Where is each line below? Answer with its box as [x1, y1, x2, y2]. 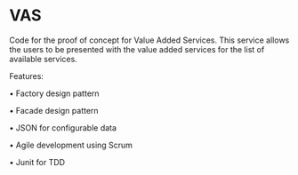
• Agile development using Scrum [9, 139, 133, 150]
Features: [9, 70, 44, 81]
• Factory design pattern [9, 88, 100, 99]
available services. [9, 53, 77, 64]
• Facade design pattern [9, 105, 100, 115]
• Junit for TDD [9, 156, 65, 167]
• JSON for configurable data [9, 122, 117, 133]
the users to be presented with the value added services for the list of [9, 44, 265, 54]
